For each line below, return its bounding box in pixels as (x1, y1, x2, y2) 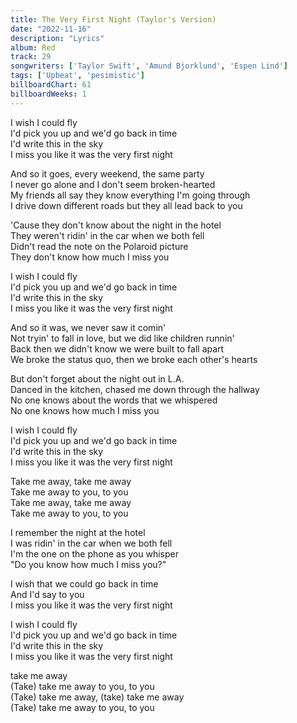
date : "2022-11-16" (10, 24, 92, 34)
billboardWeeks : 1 (10, 89, 87, 99)
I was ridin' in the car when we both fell (10, 537, 173, 549)
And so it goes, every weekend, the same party (10, 167, 205, 180)
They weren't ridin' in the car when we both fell (10, 229, 205, 241)
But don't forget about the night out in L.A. (10, 372, 185, 385)
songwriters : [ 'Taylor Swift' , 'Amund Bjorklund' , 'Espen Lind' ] (10, 61, 288, 71)
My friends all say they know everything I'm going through (10, 189, 251, 201)
